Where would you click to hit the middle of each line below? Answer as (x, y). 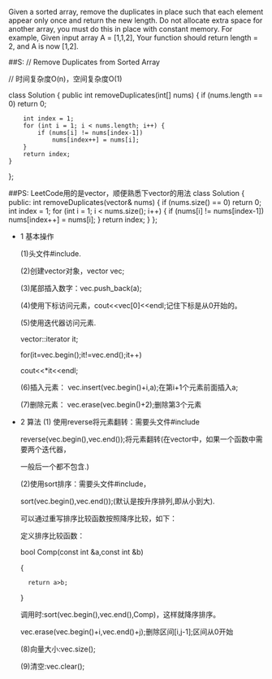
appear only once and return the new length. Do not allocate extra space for (136, 20)
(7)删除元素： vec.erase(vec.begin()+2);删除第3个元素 (110, 405)
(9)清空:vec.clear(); (52, 666)
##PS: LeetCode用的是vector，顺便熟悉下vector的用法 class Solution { (127, 193)
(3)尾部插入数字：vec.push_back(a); (81, 288)
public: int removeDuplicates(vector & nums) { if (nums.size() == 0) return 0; (135, 202)
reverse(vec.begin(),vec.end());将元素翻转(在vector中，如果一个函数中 (138, 439)
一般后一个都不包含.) (54, 466)
